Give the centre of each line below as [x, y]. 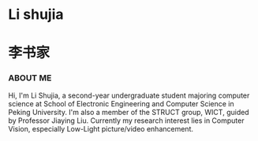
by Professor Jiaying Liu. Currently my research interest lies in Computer [126, 121]
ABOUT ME [30, 78]
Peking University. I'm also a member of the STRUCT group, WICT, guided [129, 112]
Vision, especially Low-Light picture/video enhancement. [101, 128]
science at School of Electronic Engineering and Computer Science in [121, 103]
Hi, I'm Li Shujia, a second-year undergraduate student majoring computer [129, 95]
